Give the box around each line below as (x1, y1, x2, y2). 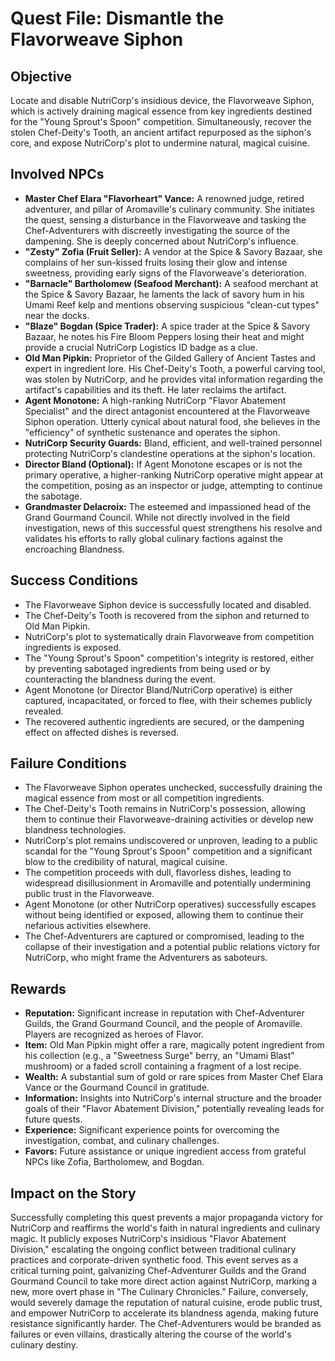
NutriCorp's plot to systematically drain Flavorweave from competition (24, 630, 315, 642)
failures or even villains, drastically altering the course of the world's (10, 1328, 292, 1341)
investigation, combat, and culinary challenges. (24, 1135, 220, 1147)
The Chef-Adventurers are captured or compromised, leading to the (24, 930, 305, 942)
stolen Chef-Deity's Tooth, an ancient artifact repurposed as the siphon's (10, 127, 312, 138)
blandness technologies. (24, 824, 127, 836)
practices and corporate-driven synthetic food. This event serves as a (10, 1254, 299, 1266)
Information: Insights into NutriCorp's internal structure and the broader (24, 1092, 323, 1104)
